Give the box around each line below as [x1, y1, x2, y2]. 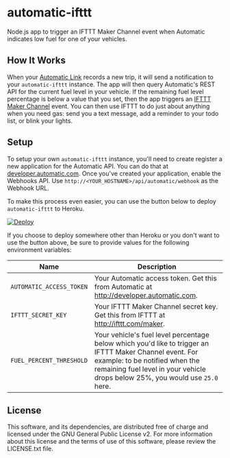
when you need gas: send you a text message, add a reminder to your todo [7, 109, 219, 117]
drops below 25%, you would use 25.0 [94, 372, 218, 382]
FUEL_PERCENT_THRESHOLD [10, 357, 88, 364]
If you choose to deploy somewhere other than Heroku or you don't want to [7, 231, 220, 239]
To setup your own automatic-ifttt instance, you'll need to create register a [7, 154, 222, 162]
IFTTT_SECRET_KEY [10, 311, 67, 319]
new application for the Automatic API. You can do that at [7, 162, 169, 170]
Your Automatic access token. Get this [94, 273, 217, 282]
